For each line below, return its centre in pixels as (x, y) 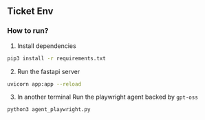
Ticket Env (30, 11)
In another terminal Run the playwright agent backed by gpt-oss (107, 97)
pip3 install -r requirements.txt (57, 58)
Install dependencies (47, 46)
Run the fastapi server (48, 71)
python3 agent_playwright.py (49, 110)
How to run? (28, 31)
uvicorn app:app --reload (44, 84)
